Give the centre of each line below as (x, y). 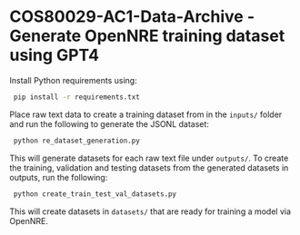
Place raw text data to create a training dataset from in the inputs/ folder (146, 114)
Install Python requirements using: (74, 80)
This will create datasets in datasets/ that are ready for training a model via (150, 211)
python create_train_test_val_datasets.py (95, 194)
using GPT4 (55, 55)
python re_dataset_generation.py (77, 141)
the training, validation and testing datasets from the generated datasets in (149, 167)
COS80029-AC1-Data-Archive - (132, 17)
